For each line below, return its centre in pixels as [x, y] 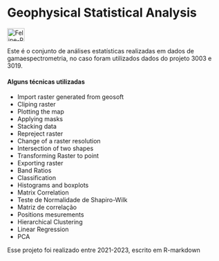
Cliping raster [36, 105]
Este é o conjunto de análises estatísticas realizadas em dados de [101, 51]
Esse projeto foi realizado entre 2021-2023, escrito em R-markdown [104, 250]
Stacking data [37, 127]
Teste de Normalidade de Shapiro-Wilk [72, 200]
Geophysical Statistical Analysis [102, 13]
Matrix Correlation [43, 192]
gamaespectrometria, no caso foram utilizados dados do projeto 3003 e [109, 58]
